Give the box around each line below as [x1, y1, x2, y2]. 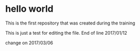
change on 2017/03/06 [5, 39, 53, 46]
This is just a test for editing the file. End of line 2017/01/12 [5, 30, 127, 36]
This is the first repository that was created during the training [5, 20, 135, 26]
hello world [5, 3, 53, 15]
